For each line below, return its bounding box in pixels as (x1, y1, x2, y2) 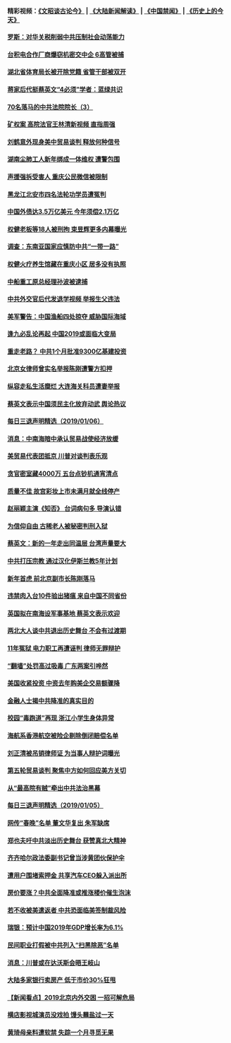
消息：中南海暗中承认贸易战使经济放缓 (7, 434, 118, 442)
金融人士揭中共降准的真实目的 (7, 696, 94, 705)
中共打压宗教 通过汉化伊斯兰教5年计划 (7, 557, 118, 565)
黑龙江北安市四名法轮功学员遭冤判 (7, 190, 106, 198)
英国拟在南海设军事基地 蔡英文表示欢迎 (7, 609, 120, 617)
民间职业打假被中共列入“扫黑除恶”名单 (7, 941, 120, 949)
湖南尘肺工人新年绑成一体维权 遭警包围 (7, 155, 120, 164)
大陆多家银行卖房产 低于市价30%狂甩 (7, 976, 116, 984)
